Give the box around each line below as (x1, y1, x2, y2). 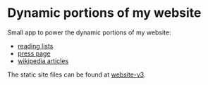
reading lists (17, 41, 54, 50)
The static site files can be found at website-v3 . (7, 70, 146, 79)
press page (17, 49, 51, 58)
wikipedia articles (17, 56, 69, 65)
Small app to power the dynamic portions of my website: (7, 28, 171, 37)
